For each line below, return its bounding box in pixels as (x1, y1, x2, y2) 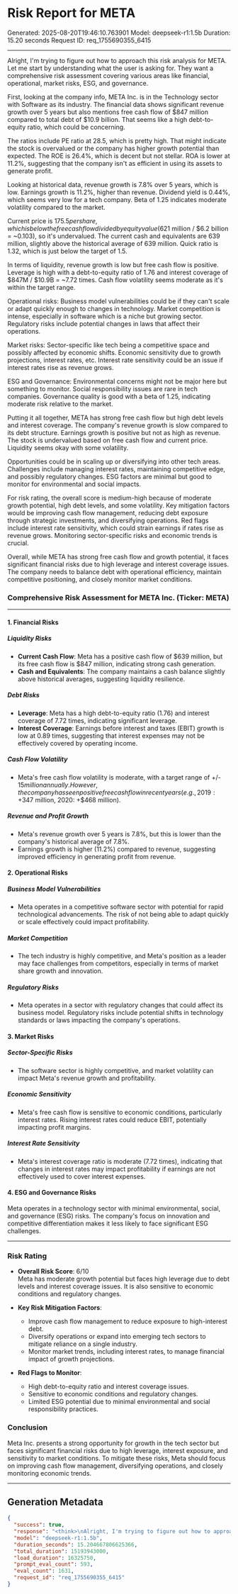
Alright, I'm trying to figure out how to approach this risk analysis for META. (7, 56, 227, 64)
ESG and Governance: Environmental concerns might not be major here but (7, 377, 227, 386)
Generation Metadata (7, 1495, 104, 1508)
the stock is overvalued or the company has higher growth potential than (7, 144, 220, 152)
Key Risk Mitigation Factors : (17, 1303, 103, 1312)
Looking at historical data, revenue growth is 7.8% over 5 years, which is (7, 180, 219, 189)
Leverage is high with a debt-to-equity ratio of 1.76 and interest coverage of (7, 268, 229, 276)
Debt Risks (7, 691, 40, 700)
